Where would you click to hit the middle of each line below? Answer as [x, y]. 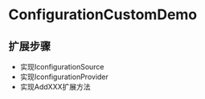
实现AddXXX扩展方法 [55, 87]
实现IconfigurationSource [62, 67]
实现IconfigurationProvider [64, 77]
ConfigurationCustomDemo [103, 15]
